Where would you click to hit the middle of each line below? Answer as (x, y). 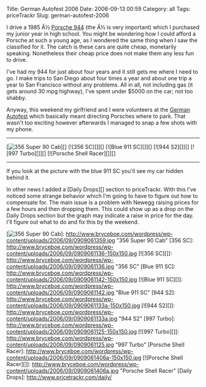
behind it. (18, 178)
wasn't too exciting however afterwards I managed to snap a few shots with (102, 123)
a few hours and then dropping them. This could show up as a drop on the (100, 209)
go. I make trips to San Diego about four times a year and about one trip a (99, 78)
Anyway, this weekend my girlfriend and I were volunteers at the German (98, 109)
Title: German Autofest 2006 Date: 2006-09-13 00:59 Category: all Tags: (98, 9)
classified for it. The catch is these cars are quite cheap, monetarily (91, 47)
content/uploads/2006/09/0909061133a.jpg (62, 319)
